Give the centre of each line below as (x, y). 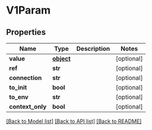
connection (26, 78)
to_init (18, 87)
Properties (26, 32)
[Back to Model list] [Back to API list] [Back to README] (74, 121)
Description (93, 49)
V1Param (28, 10)
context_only (28, 107)
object (62, 58)
